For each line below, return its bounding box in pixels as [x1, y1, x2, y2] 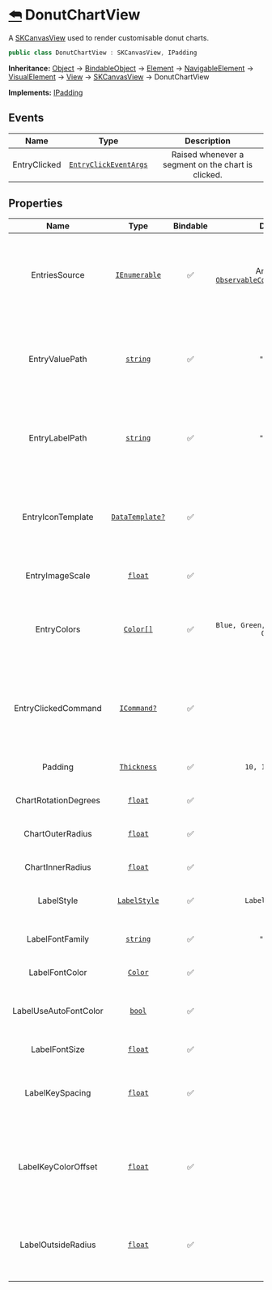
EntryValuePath [28, 354, 87, 365]
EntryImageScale [25, 570, 91, 581]
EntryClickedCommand [13, 703, 103, 714]
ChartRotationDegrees [15, 795, 101, 807]
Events [8, 111, 45, 125]
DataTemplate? [111, 513, 166, 522]
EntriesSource [31, 270, 85, 281]
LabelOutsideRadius [19, 1239, 96, 1250]
